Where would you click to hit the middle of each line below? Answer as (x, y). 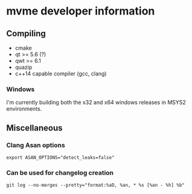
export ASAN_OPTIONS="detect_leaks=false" (60, 157)
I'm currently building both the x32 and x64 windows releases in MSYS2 (96, 102)
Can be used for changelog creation (60, 172)
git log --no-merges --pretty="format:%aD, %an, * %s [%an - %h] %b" (96, 186)
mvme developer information (81, 11)
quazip (24, 67)
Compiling (26, 34)
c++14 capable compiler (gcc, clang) (61, 73)
